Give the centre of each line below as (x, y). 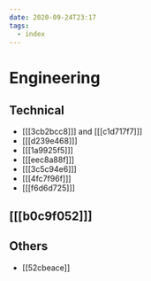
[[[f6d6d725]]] (48, 188)
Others (29, 246)
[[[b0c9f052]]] (51, 216)
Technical (37, 110)
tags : (19, 26)
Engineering (55, 78)
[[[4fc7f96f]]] (46, 179)
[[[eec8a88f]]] (48, 160)
